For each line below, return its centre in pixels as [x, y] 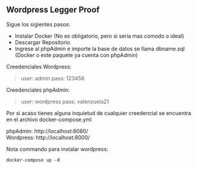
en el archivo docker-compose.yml [49, 119]
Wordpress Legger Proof [53, 10]
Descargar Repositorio [42, 42]
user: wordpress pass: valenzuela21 [65, 101]
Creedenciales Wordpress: [39, 67]
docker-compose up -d [33, 160]
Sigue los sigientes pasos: [38, 24]
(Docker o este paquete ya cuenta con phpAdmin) [76, 55]
